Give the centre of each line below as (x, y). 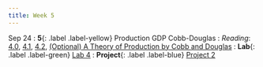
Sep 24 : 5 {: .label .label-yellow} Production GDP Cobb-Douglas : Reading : (130, 38)
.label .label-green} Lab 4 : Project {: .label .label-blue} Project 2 (112, 54)
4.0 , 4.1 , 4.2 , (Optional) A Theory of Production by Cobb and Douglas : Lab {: (131, 46)
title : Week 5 (32, 15)
